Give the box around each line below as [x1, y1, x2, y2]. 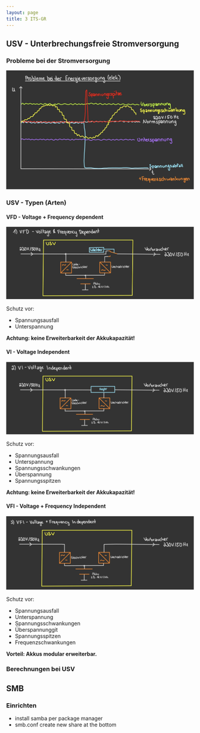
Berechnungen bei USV [6, 665, 76, 673]
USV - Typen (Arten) [6, 198, 67, 207]
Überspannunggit [14, 626, 58, 633]
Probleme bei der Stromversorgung [6, 57, 110, 65]
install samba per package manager [14, 715, 103, 722]
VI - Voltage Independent [6, 348, 70, 355]
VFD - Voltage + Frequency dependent [6, 213, 104, 220]
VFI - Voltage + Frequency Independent [6, 502, 106, 510]
